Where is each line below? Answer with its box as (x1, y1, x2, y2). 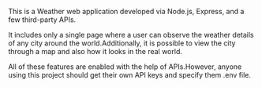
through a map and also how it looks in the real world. (8, 47, 183, 56)
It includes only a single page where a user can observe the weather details (8, 31, 254, 39)
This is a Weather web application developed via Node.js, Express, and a (8, 7, 245, 16)
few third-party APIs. (8, 15, 77, 24)
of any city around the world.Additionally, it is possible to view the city (8, 38, 236, 48)
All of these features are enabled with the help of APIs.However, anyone (8, 62, 242, 71)
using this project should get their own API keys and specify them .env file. (8, 71, 251, 79)
